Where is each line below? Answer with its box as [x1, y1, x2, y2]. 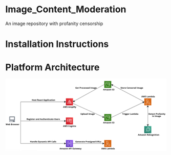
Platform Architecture [5, 62, 100, 73]
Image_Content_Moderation [5, 4, 126, 15]
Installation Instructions [5, 38, 109, 50]
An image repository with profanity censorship [5, 20, 103, 27]
